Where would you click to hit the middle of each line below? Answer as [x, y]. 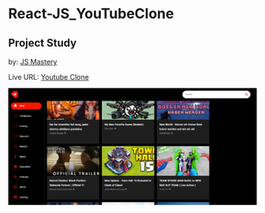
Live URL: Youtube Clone [49, 77]
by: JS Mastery [33, 62]
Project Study [43, 43]
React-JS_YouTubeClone [91, 14]
